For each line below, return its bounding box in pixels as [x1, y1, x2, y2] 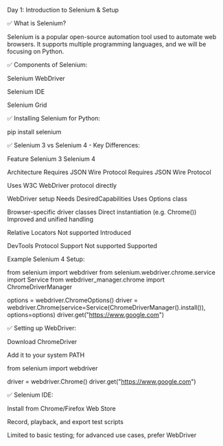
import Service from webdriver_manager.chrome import [7, 275, 165, 284]
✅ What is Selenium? [7, 19, 67, 27]
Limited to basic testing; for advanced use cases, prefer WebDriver [7, 431, 197, 439]
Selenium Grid [7, 101, 47, 109]
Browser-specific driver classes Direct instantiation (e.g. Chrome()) [7, 208, 197, 216]
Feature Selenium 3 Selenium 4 [7, 155, 96, 163]
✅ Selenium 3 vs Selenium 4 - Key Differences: [7, 141, 141, 149]
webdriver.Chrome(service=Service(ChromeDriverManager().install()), [7, 303, 206, 311]
